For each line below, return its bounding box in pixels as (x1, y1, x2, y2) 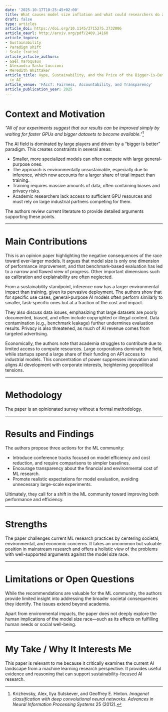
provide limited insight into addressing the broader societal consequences (5, 596, 158, 602)
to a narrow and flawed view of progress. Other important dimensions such (5, 269, 160, 275)
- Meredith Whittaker (5, 68, 50, 73)
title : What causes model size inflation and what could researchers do (5, 12, 160, 17)
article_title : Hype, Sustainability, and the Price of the (5, 73, 133, 78)
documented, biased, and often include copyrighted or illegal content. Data (5, 315, 160, 321)
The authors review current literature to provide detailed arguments (5, 208, 144, 214)
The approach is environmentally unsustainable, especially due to (12, 167, 148, 173)
